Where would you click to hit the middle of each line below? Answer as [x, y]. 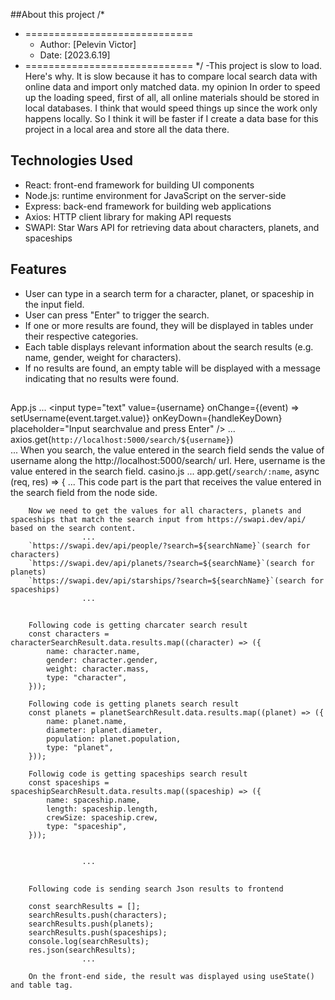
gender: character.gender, [102, 660]
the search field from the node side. [84, 493]
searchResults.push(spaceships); [98, 932]
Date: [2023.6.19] [75, 55]
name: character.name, [93, 652]
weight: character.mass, [98, 669]
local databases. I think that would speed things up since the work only [171, 108]
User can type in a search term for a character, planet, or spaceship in [169, 293]
